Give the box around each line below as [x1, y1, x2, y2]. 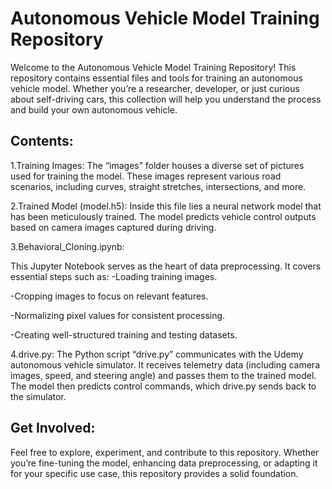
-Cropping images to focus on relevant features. [10, 290, 209, 302]
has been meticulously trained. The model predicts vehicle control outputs [10, 210, 317, 222]
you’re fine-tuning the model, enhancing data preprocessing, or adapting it [10, 457, 318, 469]
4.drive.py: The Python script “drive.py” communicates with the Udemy [10, 348, 304, 360]
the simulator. [10, 390, 67, 402]
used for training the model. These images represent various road [10, 170, 282, 182]
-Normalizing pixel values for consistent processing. [10, 309, 226, 321]
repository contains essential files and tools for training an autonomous [10, 72, 303, 84]
